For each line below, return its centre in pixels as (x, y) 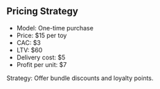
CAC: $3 (28, 42)
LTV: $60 (29, 50)
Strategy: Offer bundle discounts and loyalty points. (80, 78)
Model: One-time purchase (55, 28)
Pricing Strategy (43, 11)
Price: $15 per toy (42, 35)
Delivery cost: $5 (41, 57)
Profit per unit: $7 (42, 64)
